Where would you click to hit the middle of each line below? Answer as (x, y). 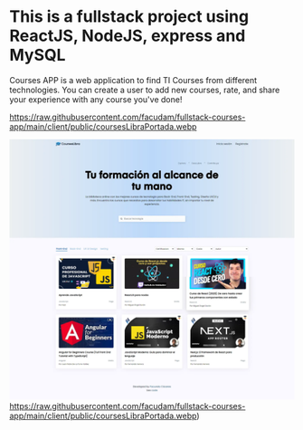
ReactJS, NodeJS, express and (128, 36)
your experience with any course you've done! (96, 99)
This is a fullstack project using (129, 17)
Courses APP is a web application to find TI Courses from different (133, 80)
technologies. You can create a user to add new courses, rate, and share (145, 90)
